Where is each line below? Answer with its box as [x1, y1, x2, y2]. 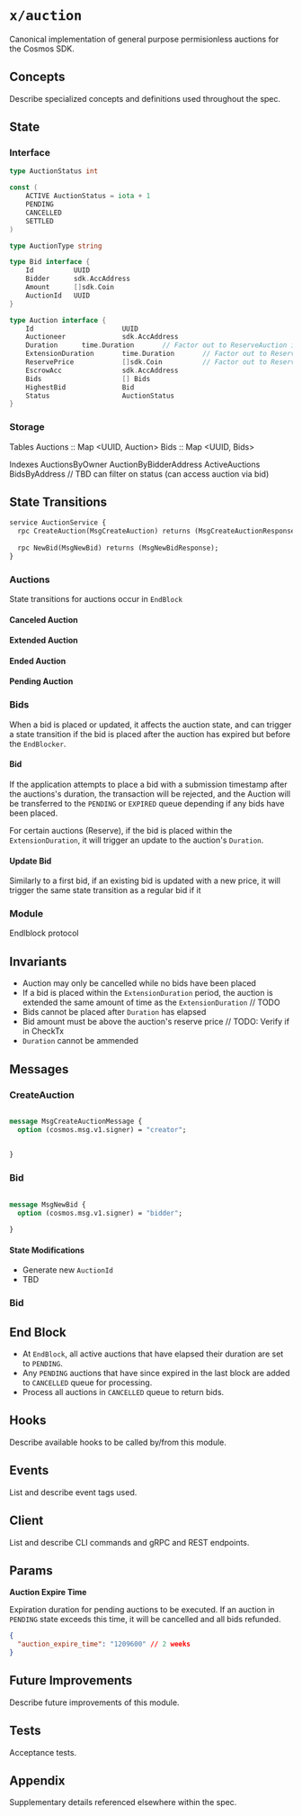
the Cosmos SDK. [9, 43, 75, 54]
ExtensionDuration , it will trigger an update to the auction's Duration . [9, 835, 264, 845]
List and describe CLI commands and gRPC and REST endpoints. [9, 1537, 250, 1547]
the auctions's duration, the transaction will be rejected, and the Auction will [9, 788, 290, 799]
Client [9, 1513, 44, 1529]
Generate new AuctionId [22, 1264, 114, 1275]
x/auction [9, 7, 83, 24]
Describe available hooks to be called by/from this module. [9, 1437, 227, 1447]
